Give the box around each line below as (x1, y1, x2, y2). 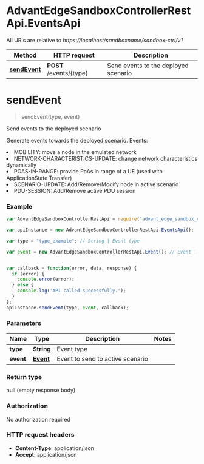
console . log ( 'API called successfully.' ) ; (17, 287, 126, 294)
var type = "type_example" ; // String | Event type (6, 238, 140, 244)
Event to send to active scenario (56, 354, 149, 363)
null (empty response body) (6, 386, 76, 394)
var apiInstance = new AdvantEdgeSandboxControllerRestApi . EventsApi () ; (6, 227, 194, 234)
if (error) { (12, 271, 45, 277)
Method (13, 51, 37, 59)
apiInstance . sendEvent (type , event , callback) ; (6, 304, 129, 311)
